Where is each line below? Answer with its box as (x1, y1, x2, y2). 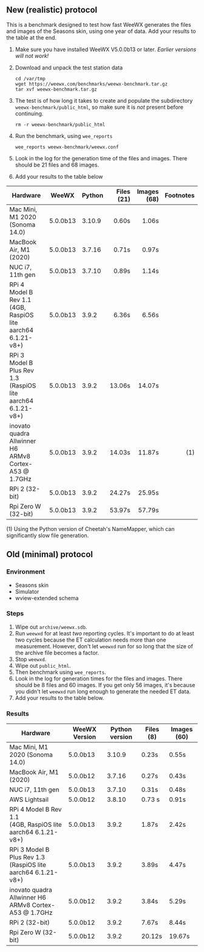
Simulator (15, 587, 39, 595)
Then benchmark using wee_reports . (15, 668, 106, 676)
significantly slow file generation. (6, 532, 89, 539)
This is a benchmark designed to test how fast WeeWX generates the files (6, 21, 191, 28)
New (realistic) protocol (6, 5, 98, 15)
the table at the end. (6, 33, 56, 41)
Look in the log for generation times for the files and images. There (15, 674, 183, 682)
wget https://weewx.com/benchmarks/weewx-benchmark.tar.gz (15, 81, 168, 87)
